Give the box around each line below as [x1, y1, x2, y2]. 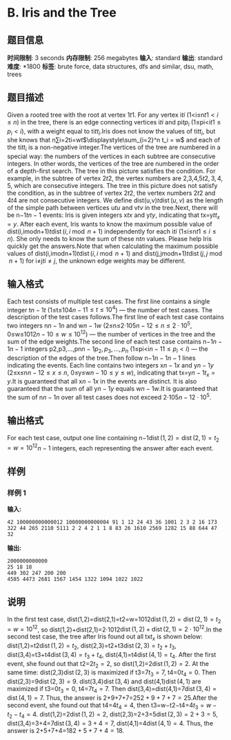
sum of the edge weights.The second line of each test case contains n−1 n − [7, 337, 223, 345]
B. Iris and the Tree [7, 5, 117, 21]
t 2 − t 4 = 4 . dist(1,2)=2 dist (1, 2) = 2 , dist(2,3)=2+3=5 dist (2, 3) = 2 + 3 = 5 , [7, 710, 219, 720]
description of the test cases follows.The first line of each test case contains [7, 313, 224, 321]
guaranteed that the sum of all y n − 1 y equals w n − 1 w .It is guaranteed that [7, 385, 219, 393]
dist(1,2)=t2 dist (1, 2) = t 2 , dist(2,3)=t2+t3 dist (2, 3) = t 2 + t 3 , [7, 641, 177, 651]
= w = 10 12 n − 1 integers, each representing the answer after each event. [7, 442, 214, 452]
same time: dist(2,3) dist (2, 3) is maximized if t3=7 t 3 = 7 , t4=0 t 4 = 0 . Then [7, 668, 217, 679]
